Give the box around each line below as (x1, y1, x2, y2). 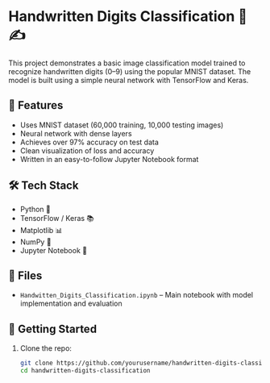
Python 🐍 (19, 204, 51, 214)
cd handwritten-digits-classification (19, 367, 151, 375)
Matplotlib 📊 (19, 225, 63, 235)
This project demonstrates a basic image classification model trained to (8, 58, 246, 68)
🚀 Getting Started (8, 322, 98, 335)
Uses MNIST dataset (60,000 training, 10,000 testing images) (19, 120, 224, 130)
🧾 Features (8, 98, 64, 112)
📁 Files (8, 269, 43, 282)
